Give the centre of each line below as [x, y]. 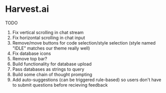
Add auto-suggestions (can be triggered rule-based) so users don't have [87, 80]
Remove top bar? [30, 58]
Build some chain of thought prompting [52, 74]
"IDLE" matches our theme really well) [51, 48]
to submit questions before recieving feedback [60, 85]
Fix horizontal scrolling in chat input [49, 38]
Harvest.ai [27, 9]
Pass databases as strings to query [48, 69]
